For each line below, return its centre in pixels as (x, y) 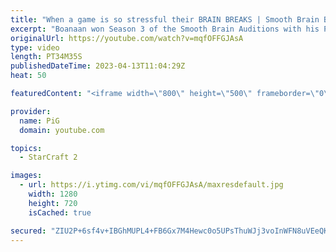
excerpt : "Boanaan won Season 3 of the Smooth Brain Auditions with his (165, 29)
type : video (35, 47)
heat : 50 (28, 76)
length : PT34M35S (46, 57)
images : (26, 176)
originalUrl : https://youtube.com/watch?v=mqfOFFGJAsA (127, 38)
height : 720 (53, 203)
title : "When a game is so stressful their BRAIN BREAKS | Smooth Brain (165, 19)
